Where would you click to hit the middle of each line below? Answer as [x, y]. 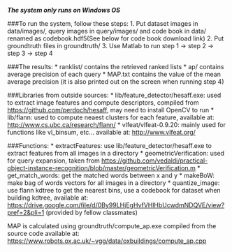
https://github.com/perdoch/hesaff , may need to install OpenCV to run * [111, 110]
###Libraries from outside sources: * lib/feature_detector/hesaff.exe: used [114, 95]
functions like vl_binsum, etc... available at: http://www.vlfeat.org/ [101, 132]
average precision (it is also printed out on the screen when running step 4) [116, 82]
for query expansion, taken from [53, 161]
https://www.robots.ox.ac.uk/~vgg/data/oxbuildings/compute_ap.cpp [107, 241]
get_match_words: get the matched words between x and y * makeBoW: [111, 175]
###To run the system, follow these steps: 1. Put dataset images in [103, 23]
